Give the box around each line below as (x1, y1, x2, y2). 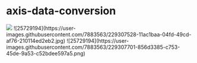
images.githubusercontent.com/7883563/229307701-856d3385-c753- (6, 43, 180, 51)
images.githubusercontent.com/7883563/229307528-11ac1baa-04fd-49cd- (6, 31, 192, 38)
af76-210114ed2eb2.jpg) (6, 37, 66, 44)
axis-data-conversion (6, 4, 116, 18)
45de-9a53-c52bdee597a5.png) (6, 49, 86, 57)
